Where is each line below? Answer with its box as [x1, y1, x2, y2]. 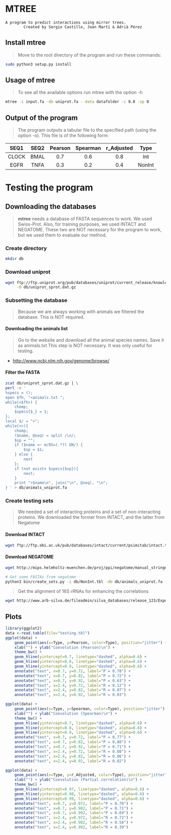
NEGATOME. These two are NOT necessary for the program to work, [17, 227, 162, 233]
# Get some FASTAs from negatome [5, 574, 76, 580]
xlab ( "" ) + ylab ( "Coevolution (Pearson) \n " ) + [14, 645, 115, 650]
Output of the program [5, 113, 78, 122]
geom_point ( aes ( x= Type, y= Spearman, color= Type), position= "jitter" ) [14, 706, 165, 711]
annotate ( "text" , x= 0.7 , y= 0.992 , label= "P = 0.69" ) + [14, 810, 133, 816]
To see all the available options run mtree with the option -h [17, 89, 142, 96]
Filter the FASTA [5, 369, 40, 375]
